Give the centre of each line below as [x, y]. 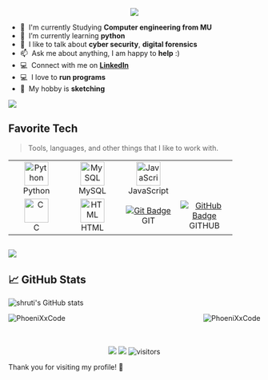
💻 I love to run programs [63, 77]
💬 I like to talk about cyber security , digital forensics [108, 44]
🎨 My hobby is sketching [62, 89]
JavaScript [148, 190]
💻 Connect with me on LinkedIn [74, 65]
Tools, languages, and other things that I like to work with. [123, 148]
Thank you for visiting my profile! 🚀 [66, 367]
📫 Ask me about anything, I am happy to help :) [100, 53]
